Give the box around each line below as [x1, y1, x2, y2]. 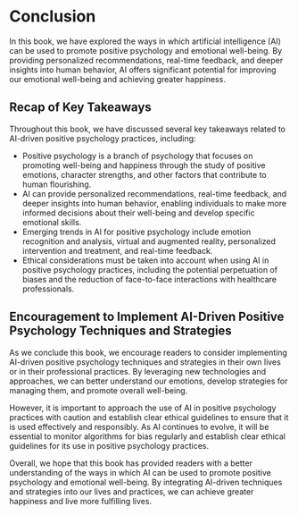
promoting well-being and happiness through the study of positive [21, 159, 266, 171]
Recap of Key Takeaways [9, 100, 152, 115]
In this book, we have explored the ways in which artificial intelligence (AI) [9, 36, 281, 46]
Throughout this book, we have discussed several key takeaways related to [9, 123, 286, 134]
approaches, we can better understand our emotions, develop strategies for [9, 376, 288, 386]
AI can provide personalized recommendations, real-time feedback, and [21, 188, 287, 198]
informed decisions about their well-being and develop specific [21, 207, 255, 218]
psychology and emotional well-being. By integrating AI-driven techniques [9, 477, 283, 487]
